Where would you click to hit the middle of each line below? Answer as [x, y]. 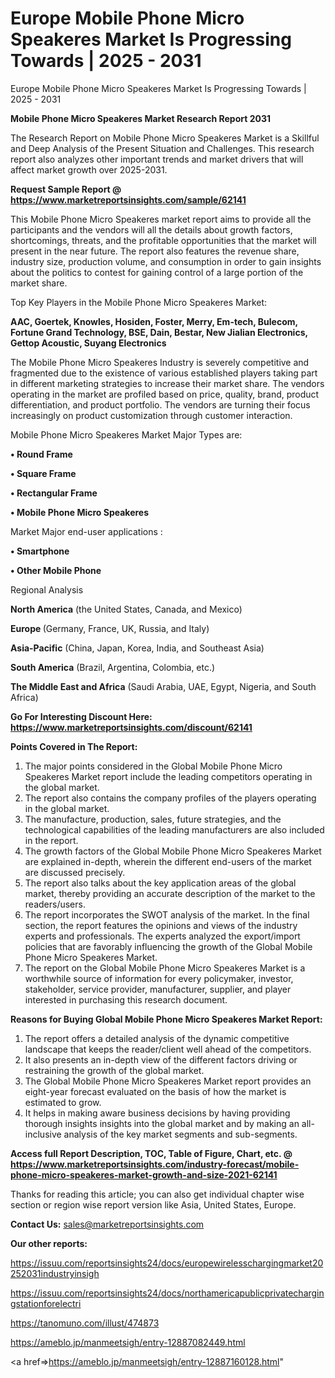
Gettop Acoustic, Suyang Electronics [88, 343]
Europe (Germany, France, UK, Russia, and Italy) [110, 628]
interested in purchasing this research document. [126, 999]
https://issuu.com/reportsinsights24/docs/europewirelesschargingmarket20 [167, 1263]
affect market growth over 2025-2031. [89, 169]
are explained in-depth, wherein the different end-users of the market [168, 861]
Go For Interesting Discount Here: [81, 716]
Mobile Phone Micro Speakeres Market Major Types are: [126, 434]
